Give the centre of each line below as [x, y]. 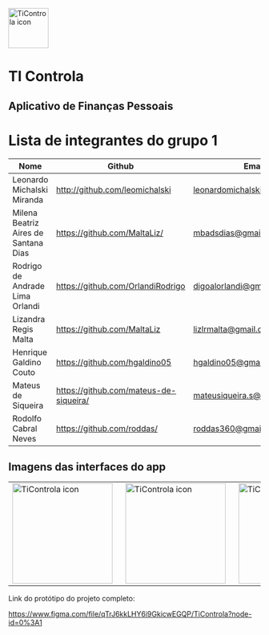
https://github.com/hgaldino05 [114, 362]
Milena [25, 213]
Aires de [28, 233]
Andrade [29, 286]
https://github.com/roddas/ [107, 428]
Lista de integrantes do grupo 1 [113, 140]
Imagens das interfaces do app [87, 467]
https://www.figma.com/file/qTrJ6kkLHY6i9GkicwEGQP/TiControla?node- [130, 613]
